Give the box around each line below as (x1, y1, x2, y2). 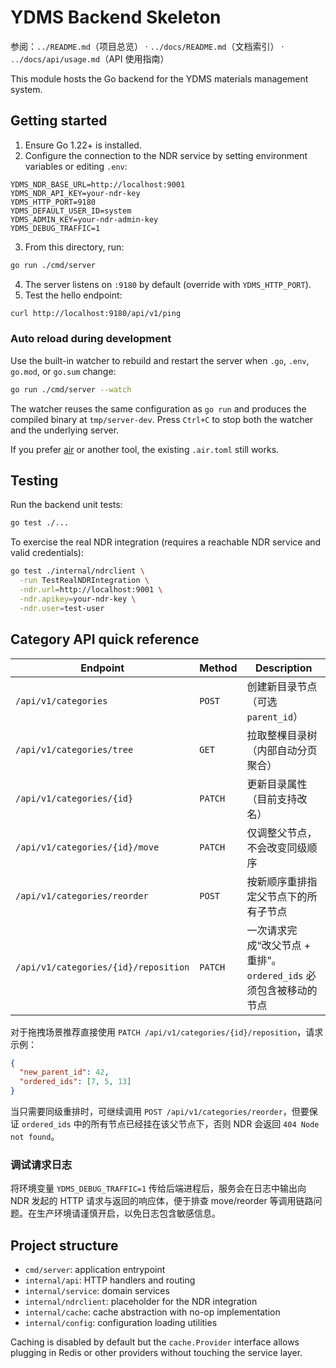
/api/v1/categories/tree (15, 744, 134, 755)
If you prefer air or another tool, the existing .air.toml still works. (10, 443, 280, 455)
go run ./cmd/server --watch (10, 384, 132, 395)
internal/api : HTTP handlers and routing (24, 1274, 196, 1286)
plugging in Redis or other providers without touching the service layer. (10, 1347, 303, 1359)
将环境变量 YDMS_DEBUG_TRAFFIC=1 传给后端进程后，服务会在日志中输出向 (10, 1182, 307, 1195)
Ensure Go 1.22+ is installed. (24, 139, 142, 151)
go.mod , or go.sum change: (10, 365, 117, 377)
